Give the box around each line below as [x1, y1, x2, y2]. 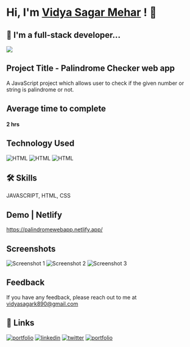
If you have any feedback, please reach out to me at [6, 293, 137, 301]
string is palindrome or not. [6, 85, 74, 93]
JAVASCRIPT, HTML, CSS [6, 192, 71, 199]
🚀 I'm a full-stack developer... [6, 30, 121, 40]
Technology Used [6, 138, 75, 149]
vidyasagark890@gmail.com [6, 300, 79, 307]
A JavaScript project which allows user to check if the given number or [6, 79, 185, 87]
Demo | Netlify [6, 210, 63, 220]
